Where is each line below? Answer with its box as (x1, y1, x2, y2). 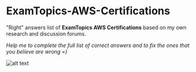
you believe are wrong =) (6, 48, 68, 55)
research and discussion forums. (6, 30, 86, 37)
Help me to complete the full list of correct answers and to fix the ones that (6, 42, 189, 49)
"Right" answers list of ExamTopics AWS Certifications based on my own (6, 24, 187, 31)
